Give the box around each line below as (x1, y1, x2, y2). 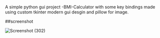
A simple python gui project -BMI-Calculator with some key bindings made (5, 4, 156, 10)
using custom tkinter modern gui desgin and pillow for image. (5, 9, 129, 15)
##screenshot (5, 19, 33, 24)
